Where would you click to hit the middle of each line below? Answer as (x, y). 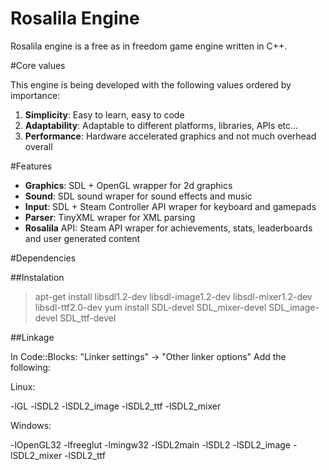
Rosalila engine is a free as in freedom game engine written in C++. (149, 46)
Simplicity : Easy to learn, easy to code (104, 114)
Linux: (23, 386)
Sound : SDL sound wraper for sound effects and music (138, 196)
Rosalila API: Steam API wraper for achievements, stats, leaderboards (168, 228)
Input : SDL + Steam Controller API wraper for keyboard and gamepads (170, 206)
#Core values (38, 65)
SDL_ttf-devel (88, 318)
